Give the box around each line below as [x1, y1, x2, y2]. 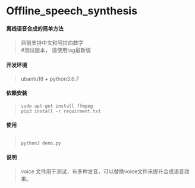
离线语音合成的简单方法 [6, 25, 64, 32]
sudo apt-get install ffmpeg [20, 103, 93, 109]
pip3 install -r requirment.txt [20, 108, 101, 114]
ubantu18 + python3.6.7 [20, 75, 79, 82]
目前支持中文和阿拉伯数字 [20, 39, 84, 46]
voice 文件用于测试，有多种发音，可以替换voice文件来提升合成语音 [20, 168, 184, 175]
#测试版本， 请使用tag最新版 [20, 46, 91, 54]
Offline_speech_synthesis [6, 4, 138, 18]
